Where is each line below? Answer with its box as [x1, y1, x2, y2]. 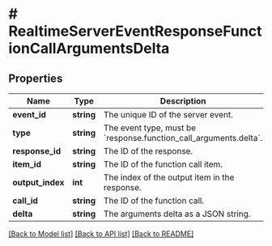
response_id [12, 146, 62, 156]
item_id [12, 159, 42, 170]
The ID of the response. [104, 146, 193, 156]
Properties [8, 71, 63, 85]
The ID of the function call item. [104, 159, 223, 170]
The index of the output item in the [104, 172, 235, 183]
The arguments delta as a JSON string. [104, 208, 251, 219]
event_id [12, 109, 47, 120]
